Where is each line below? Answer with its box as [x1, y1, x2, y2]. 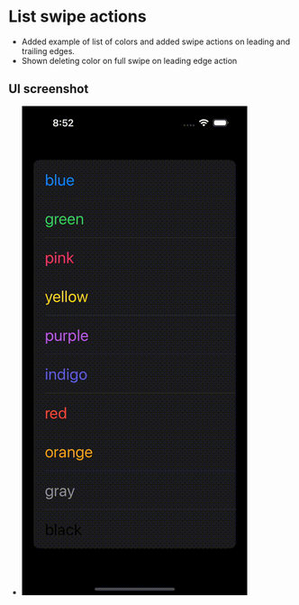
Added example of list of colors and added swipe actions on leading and [21, 36, 291, 47]
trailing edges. [21, 45, 76, 56]
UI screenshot [8, 81, 89, 96]
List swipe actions [8, 6, 147, 27]
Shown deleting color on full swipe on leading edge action [21, 55, 238, 66]
